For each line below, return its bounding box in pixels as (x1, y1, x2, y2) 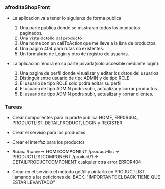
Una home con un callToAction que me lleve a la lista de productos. (19, 40, 157, 46)
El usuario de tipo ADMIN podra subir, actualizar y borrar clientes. (19, 91, 154, 97)
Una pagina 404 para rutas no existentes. (19, 46, 105, 52)
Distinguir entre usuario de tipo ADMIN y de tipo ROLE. (19, 76, 131, 81)
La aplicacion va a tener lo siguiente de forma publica (12, 15, 122, 21)
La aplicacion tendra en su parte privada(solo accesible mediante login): (12, 61, 160, 67)
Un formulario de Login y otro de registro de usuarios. (19, 51, 129, 57)
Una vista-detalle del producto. (19, 35, 83, 41)
